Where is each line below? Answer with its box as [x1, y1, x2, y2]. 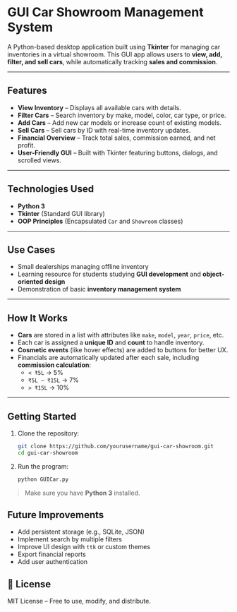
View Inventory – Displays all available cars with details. [17, 103, 181, 112]
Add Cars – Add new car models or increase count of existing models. [17, 118, 222, 127]
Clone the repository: [17, 429, 80, 438]
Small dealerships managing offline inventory [17, 263, 150, 271]
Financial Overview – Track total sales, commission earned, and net [17, 133, 217, 142]
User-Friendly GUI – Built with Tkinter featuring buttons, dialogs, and [17, 148, 218, 157]
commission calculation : [17, 361, 92, 369]
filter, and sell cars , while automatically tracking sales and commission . [7, 57, 218, 66]
